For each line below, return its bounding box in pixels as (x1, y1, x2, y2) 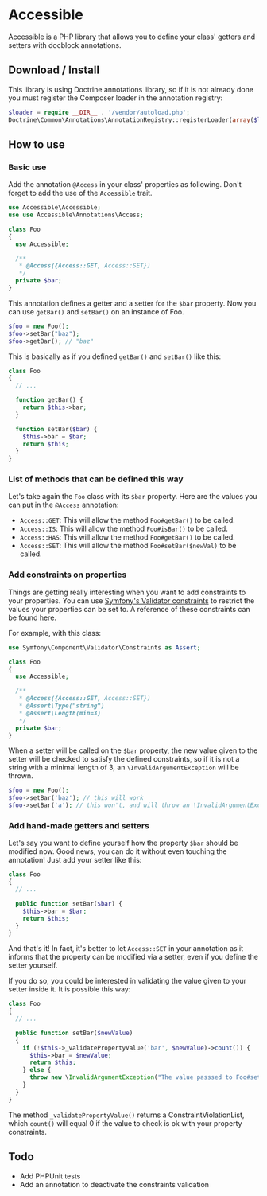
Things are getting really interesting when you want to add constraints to (8, 587, 246, 597)
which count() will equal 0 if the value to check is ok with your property (8, 1118, 242, 1128)
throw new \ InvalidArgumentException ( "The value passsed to (29, 1073, 233, 1081)
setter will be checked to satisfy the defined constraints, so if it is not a (8, 754, 240, 764)
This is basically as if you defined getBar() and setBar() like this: (8, 352, 221, 361)
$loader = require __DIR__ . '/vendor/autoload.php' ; (8, 108, 191, 116)
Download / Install (8, 64, 100, 77)
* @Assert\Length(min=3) (18, 709, 102, 717)
